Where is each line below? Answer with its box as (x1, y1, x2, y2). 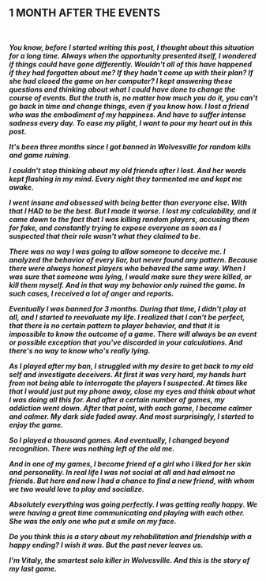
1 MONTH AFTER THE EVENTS (9, 6, 161, 20)
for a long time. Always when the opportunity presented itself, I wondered (9, 51, 257, 60)
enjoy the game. (9, 420, 64, 429)
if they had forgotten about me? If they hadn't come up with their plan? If (9, 67, 253, 77)
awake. (9, 182, 35, 192)
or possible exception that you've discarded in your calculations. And (9, 338, 243, 347)
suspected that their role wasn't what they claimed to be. (9, 231, 201, 240)
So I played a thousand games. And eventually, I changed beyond (9, 435, 230, 445)
